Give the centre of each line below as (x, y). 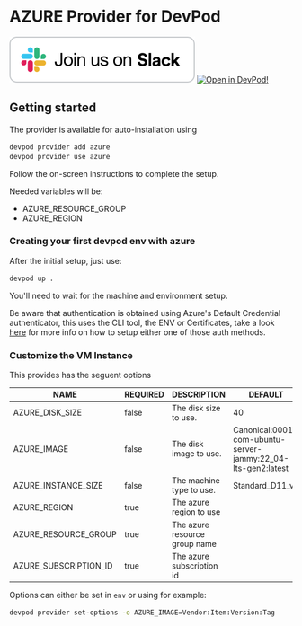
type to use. (194, 490)
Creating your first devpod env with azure (102, 242)
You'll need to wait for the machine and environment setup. (119, 295)
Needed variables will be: (56, 191)
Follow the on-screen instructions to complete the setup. (114, 173)
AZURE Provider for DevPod (115, 17)
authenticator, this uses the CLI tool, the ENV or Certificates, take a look (142, 322)
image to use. (197, 454)
